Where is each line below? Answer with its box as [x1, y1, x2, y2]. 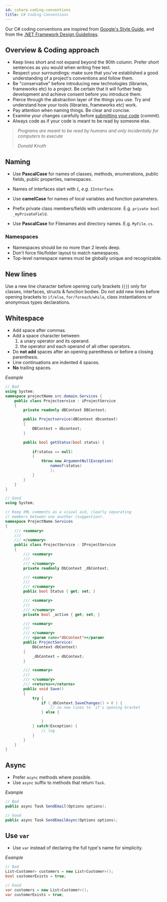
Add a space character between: [12, 333, 80, 339]
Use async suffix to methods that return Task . [12, 780, 106, 786]
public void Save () [23, 686, 64, 691]
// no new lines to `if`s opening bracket [50, 705, 141, 710]
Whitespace [5, 314, 44, 322]
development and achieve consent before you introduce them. [12, 91, 142, 97]
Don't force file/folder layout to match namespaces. [12, 250, 120, 256]
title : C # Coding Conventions [5, 12, 69, 17]
